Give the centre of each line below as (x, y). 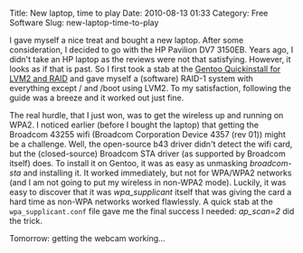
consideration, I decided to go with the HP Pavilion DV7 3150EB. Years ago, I (151, 50)
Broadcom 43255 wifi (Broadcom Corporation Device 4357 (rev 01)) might (148, 134)
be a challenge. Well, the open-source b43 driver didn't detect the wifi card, (151, 144)
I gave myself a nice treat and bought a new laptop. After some (127, 40)
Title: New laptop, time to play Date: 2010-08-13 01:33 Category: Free (139, 13)
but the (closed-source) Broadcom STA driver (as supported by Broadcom (148, 154)
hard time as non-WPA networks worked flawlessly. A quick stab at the (141, 201)
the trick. (26, 221)
